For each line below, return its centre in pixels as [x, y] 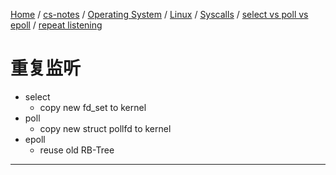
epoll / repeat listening [56, 25]
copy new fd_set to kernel [93, 107]
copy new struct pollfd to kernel [105, 128]
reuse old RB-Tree [77, 150]
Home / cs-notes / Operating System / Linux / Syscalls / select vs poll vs [159, 14]
